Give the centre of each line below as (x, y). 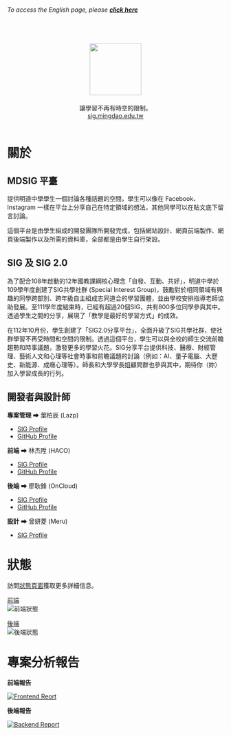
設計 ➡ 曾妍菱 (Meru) (37, 521)
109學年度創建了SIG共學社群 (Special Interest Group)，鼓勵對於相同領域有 (112, 289)
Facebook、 (182, 198)
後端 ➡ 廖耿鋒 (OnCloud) (42, 486)
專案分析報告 (44, 662)
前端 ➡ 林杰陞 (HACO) (39, 450)
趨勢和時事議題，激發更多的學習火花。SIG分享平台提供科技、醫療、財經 (109, 347)
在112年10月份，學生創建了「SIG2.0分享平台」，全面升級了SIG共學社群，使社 (115, 330)
